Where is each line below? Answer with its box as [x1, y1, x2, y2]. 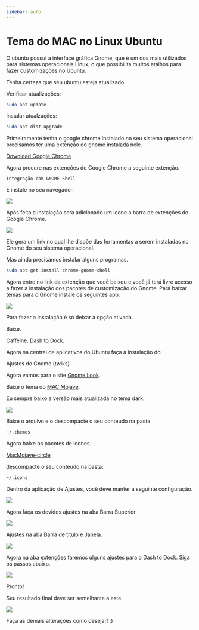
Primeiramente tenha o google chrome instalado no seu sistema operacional [6, 135, 194, 142]
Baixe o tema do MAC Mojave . [6, 383, 80, 391]
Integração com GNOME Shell [6, 176, 76, 182]
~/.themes [6, 429, 31, 435]
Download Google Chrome [6, 153, 71, 160]
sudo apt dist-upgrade [6, 124, 63, 130]
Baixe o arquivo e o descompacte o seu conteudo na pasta [6, 417, 151, 425]
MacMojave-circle [6, 451, 51, 459]
